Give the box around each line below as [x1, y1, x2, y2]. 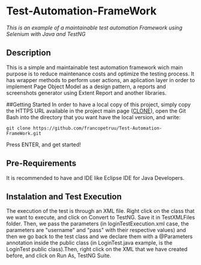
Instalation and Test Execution [6, 191, 122, 201]
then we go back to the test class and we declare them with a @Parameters [6, 233, 193, 240]
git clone [6, 125, 31, 131]
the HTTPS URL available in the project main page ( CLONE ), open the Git [6, 107, 186, 115]
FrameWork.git [6, 130, 42, 136]
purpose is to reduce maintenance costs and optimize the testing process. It [6, 70, 194, 77]
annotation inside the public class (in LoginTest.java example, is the [6, 239, 173, 246]
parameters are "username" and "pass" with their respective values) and [6, 227, 186, 234]
